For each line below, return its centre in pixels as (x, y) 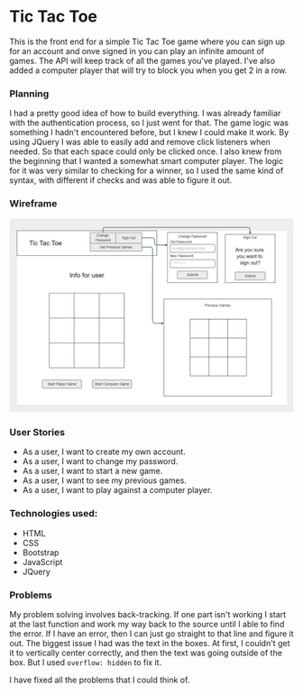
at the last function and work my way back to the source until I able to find (147, 624)
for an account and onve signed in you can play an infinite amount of (137, 50)
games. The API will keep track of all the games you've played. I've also (142, 60)
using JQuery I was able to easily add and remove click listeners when (140, 142)
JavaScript (42, 562)
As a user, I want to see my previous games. (104, 480)
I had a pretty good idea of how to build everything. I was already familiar (145, 114)
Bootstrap (41, 552)
